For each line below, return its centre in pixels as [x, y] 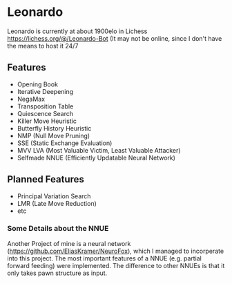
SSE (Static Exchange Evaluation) [65, 143]
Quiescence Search [45, 113]
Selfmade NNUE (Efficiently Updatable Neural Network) [96, 158]
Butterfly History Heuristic [54, 128]
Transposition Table [45, 106]
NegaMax [31, 99]
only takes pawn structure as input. [57, 273]
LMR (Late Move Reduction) [57, 203]
